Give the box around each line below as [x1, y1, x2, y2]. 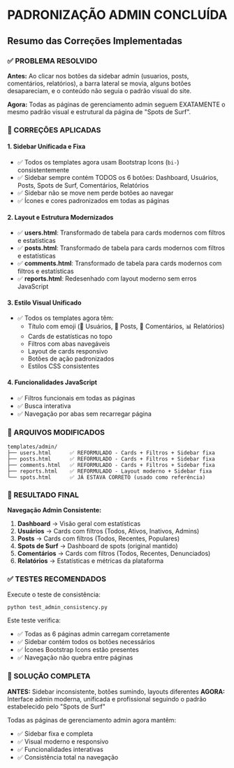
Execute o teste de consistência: [7, 590, 101, 599]
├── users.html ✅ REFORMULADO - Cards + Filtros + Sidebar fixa [7, 449, 215, 456]
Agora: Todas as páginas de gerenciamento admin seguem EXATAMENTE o [7, 100, 226, 109]
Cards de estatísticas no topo [27, 333, 113, 341]
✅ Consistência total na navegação [17, 753, 119, 761]
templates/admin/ [7, 443, 58, 450]
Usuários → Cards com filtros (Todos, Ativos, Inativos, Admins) [17, 527, 200, 536]
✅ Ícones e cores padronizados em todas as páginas [17, 197, 170, 204]
